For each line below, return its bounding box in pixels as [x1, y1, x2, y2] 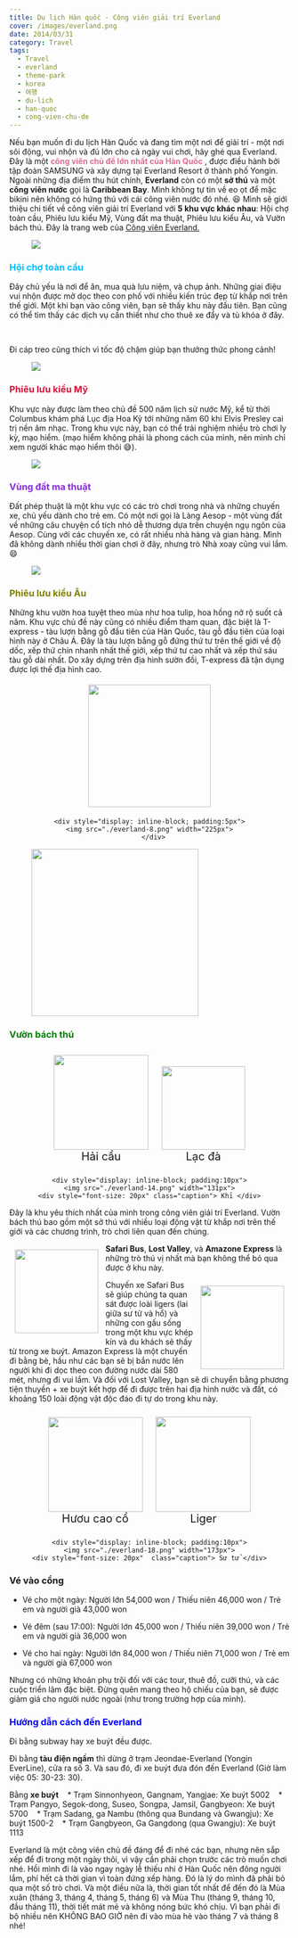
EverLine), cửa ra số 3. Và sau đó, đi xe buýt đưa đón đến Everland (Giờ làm [9, 1762, 286, 1774]
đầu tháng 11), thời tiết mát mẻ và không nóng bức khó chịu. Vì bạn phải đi [9, 1901, 280, 1912]
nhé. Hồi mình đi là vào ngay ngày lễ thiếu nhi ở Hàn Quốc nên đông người [9, 1864, 282, 1875]
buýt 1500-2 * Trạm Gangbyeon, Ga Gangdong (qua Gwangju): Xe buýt [9, 1818, 276, 1828]
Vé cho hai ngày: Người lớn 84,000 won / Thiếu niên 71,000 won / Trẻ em [21, 1647, 290, 1658]
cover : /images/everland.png [9, 21, 117, 30]
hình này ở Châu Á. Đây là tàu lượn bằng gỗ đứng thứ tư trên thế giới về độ [9, 636, 282, 646]
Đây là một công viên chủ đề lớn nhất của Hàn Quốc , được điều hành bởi [9, 156, 280, 167]
